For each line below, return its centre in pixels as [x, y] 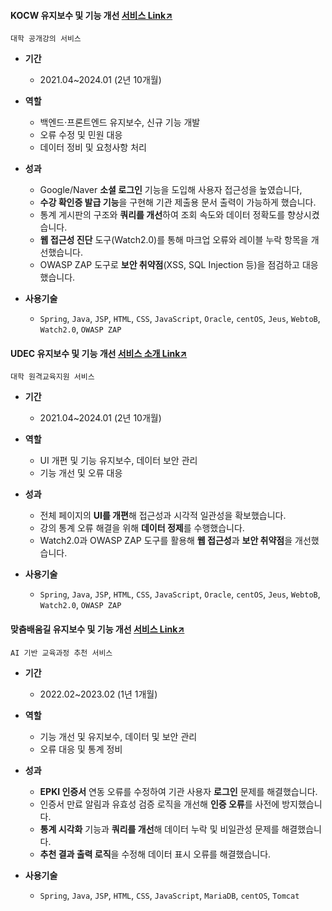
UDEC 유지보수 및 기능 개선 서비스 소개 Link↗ [99, 353]
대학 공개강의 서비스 [46, 39]
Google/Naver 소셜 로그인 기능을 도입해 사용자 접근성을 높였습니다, [171, 190]
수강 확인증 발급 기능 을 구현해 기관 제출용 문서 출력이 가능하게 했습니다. [178, 202]
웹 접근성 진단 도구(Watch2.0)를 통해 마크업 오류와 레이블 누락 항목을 [174, 240]
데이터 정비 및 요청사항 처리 [93, 147]
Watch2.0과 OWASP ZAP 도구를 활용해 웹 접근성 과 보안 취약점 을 [166, 541]
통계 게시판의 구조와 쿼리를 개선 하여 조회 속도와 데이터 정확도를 [162, 215]
